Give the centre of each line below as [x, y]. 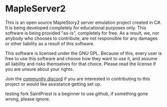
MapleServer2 [35, 9]
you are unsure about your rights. [39, 69]
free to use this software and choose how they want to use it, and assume [81, 58]
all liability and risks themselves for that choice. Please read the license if [80, 64]
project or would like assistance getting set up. [53, 84]
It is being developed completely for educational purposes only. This [76, 27]
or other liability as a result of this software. [50, 43]
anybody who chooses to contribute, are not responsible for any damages [81, 38]
